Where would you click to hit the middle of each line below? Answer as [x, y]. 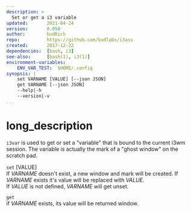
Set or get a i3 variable [44, 17]
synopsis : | [21, 74]
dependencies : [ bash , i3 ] [40, 51]
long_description [49, 126]
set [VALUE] [22, 167]
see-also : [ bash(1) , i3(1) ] [48, 57]
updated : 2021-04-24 [40, 23]
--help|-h [30, 91]
